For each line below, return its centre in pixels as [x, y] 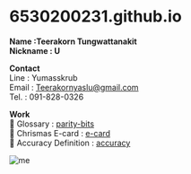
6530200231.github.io [95, 17]
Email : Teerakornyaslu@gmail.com [74, 87]
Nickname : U [35, 50]
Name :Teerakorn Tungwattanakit [73, 41]
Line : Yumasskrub [43, 77]
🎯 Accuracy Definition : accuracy [70, 143]
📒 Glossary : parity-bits [52, 124]
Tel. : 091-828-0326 [47, 97]
